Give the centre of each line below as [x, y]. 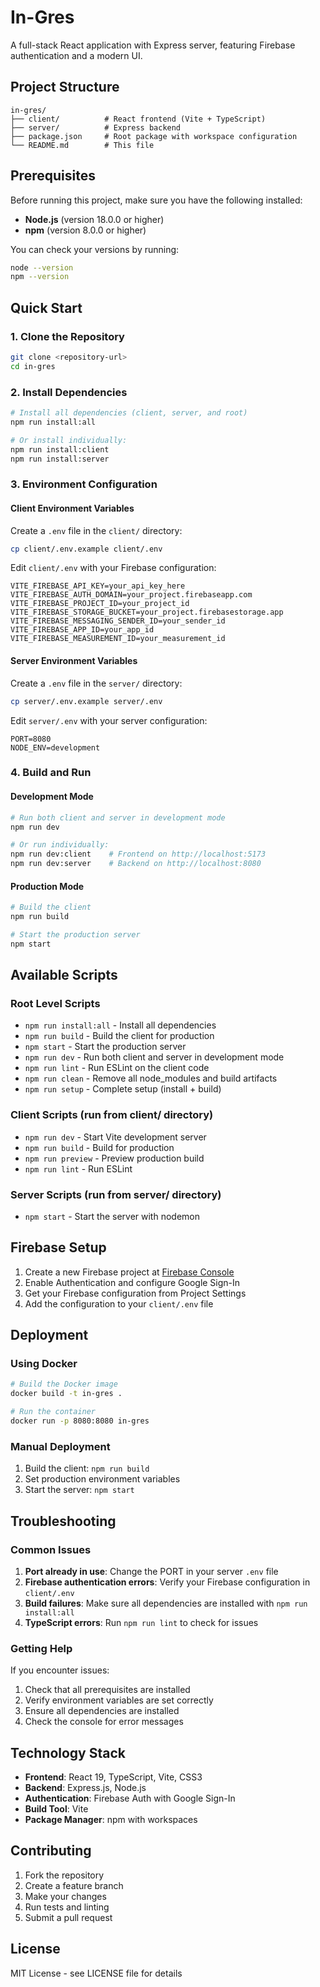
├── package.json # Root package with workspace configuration [154, 136]
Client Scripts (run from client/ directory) [112, 1115]
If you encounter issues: [60, 1670]
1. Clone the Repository [67, 336]
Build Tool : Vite [56, 1809]
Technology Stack [68, 1752]
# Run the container [53, 1412]
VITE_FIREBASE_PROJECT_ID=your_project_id [100, 604]
